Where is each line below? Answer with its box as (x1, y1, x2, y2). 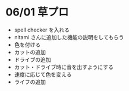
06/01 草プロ (5, 5, 69, 19)
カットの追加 (14, 48, 46, 55)
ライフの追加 (14, 78, 46, 85)
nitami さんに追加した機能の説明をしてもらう (14, 33, 124, 40)
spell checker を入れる (14, 26, 70, 33)
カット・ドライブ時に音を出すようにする (14, 63, 114, 70)
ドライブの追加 (14, 56, 51, 63)
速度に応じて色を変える (14, 71, 72, 78)
